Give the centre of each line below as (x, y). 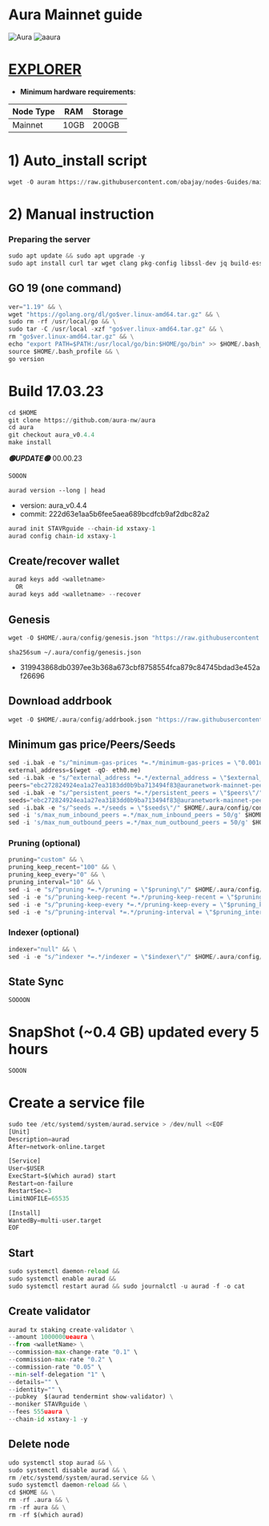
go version (26, 359)
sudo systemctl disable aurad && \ (68, 1470)
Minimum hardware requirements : (78, 91)
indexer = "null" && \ (43, 949)
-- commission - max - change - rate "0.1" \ (73, 1352)
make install (30, 443)
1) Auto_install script (78, 161)
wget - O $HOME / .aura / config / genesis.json (78, 638)
